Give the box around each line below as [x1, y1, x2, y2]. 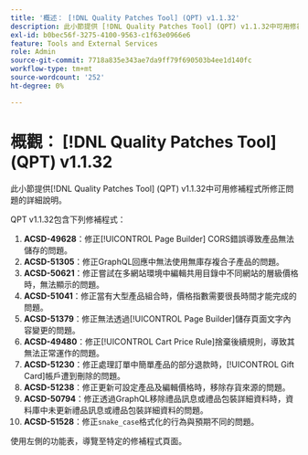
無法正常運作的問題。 [23, 347, 104, 358]
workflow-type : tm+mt [10, 65, 93, 74]
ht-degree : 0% [10, 81, 65, 90]
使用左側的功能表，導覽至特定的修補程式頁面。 [10, 435, 186, 446]
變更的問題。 [31, 324, 80, 335]
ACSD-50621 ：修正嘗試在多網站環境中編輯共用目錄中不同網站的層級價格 [23, 267, 299, 279]
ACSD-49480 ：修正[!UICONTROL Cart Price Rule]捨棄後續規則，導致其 [23, 335, 295, 347]
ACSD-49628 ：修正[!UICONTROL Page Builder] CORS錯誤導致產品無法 [23, 233, 295, 244]
